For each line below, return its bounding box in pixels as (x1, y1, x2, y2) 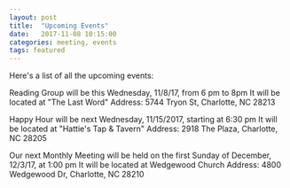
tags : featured (9, 46, 66, 55)
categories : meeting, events (9, 37, 117, 47)
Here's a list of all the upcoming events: (9, 70, 154, 81)
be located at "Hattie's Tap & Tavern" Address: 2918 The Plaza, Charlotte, (9, 123, 278, 134)
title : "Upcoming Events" (9, 21, 109, 30)
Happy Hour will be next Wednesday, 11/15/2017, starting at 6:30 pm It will (9, 114, 278, 125)
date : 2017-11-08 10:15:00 (9, 29, 117, 38)
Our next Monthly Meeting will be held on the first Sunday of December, (9, 150, 272, 161)
